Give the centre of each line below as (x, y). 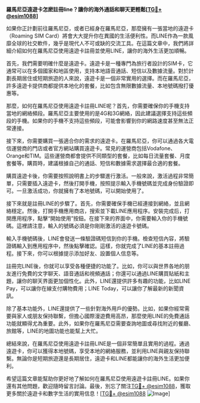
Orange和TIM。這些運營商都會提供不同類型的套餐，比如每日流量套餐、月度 (98, 156)
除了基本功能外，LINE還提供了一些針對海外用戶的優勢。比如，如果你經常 (95, 309)
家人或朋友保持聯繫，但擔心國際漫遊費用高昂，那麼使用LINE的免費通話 (103, 316)
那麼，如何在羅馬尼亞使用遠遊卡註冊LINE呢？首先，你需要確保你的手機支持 (98, 106)
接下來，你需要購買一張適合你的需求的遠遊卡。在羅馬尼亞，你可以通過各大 (97, 141)
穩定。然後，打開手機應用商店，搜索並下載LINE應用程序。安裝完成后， (98, 211)
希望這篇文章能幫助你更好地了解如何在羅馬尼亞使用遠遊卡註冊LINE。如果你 (98, 379)
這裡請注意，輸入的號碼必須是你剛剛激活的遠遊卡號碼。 (84, 226)
